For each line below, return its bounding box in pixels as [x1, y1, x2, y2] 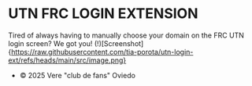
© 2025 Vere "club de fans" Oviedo [19, 70, 136, 80]
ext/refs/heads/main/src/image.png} [8, 56, 127, 65]
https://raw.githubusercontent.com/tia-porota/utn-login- [10, 47, 194, 56]
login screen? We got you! [8, 38, 93, 48]
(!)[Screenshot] [94, 38, 144, 48]
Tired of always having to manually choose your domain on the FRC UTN [8, 30, 244, 40]
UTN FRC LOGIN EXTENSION [8, 5, 198, 23]
